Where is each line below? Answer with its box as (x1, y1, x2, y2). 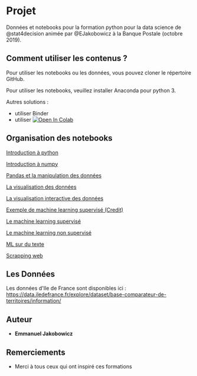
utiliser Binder (14, 109, 49, 116)
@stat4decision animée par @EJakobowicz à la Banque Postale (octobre (6, 30, 183, 37)
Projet (6, 4, 37, 18)
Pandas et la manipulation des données (6, 171, 102, 179)
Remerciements (6, 347, 66, 357)
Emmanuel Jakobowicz (14, 330, 73, 338)
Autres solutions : (6, 98, 49, 105)
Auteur (6, 315, 32, 325)
